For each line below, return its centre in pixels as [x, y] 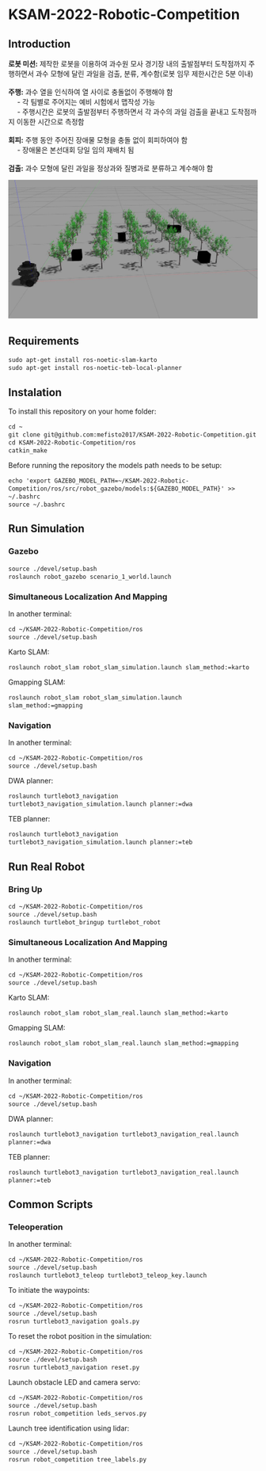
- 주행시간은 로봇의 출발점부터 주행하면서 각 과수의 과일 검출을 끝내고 [123, 112]
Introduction [40, 44]
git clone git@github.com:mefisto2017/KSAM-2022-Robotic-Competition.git [133, 434]
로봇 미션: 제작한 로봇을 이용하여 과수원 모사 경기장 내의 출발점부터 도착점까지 [127, 64]
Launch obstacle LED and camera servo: [74, 1382]
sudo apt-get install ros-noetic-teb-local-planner [95, 368]
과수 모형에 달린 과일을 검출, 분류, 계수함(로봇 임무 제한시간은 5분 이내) [144, 74]
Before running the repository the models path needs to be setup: [115, 465]
